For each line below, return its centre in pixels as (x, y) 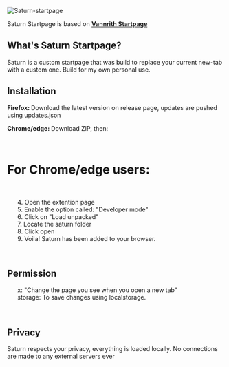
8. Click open (36, 231)
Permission (32, 273)
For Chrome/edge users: (78, 169)
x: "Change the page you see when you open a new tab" (97, 290)
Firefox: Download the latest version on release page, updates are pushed (112, 107)
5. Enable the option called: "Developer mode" (83, 209)
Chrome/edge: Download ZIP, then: (58, 128)
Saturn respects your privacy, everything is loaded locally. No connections (112, 349)
